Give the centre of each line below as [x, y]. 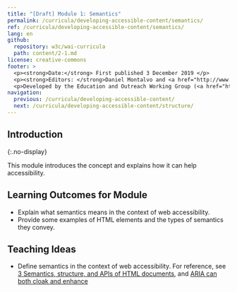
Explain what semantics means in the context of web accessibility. [114, 212]
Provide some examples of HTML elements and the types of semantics [120, 219]
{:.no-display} [27, 151]
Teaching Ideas [42, 249]
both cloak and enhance [53, 281]
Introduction [35, 135]
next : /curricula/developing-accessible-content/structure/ [104, 106]
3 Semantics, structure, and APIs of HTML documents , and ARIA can [117, 274]
